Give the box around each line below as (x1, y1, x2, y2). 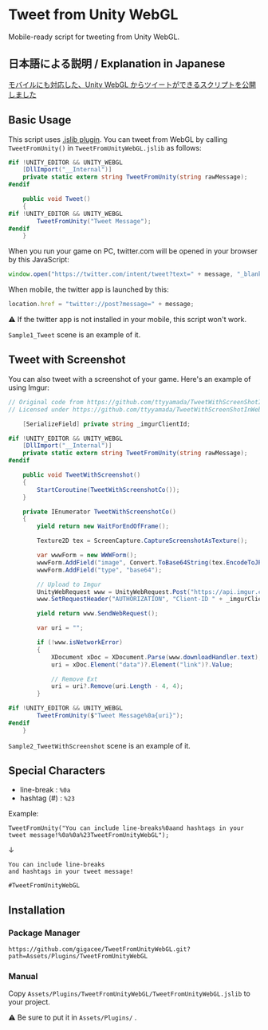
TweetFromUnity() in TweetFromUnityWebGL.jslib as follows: (8, 143, 202, 152)
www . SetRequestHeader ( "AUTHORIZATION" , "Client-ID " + (37, 596, 223, 603)
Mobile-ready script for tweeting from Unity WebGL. (8, 32, 180, 41)
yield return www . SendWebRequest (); (37, 610, 159, 618)
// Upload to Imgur (37, 580, 102, 588)
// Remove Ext (50, 675, 98, 683)
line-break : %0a (19, 785, 71, 795)
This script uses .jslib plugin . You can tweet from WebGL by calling (8, 134, 228, 144)
